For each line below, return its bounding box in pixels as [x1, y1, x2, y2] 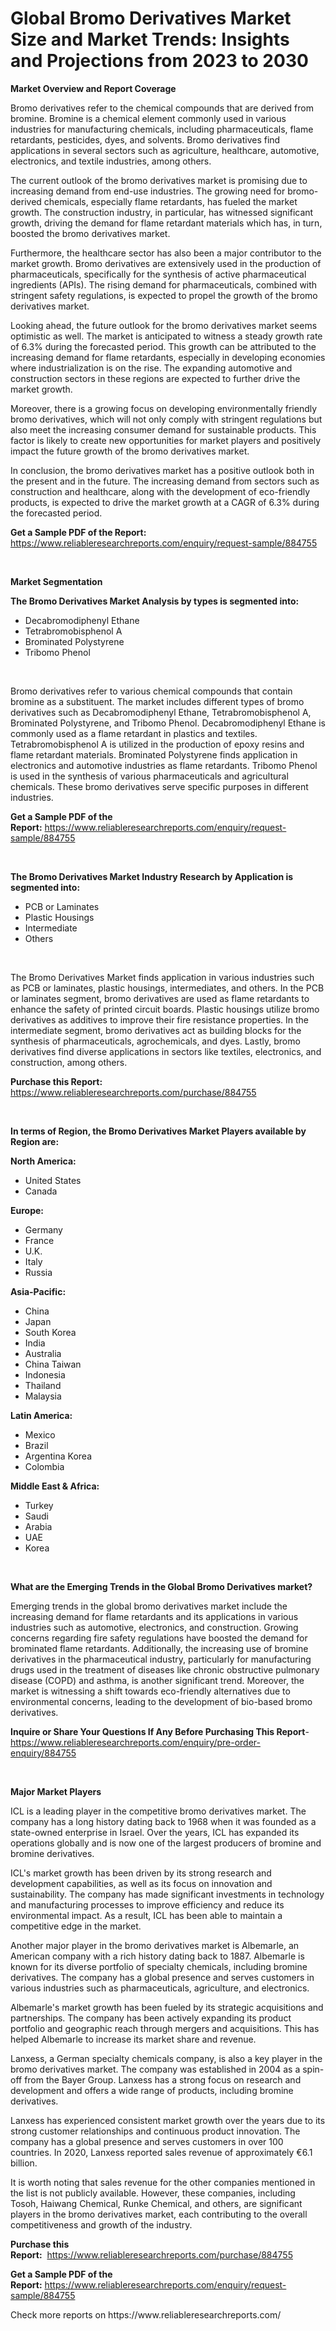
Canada [24, 1185, 58, 1197]
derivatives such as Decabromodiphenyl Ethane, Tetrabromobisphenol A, [10, 706, 312, 718]
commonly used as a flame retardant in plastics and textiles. [10, 727, 258, 739]
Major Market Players [10, 1785, 102, 1797]
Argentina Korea [24, 1450, 92, 1462]
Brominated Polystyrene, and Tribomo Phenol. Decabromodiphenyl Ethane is [10, 717, 326, 729]
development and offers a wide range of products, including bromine [10, 2084, 294, 2096]
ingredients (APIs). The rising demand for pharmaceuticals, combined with [10, 278, 318, 291]
